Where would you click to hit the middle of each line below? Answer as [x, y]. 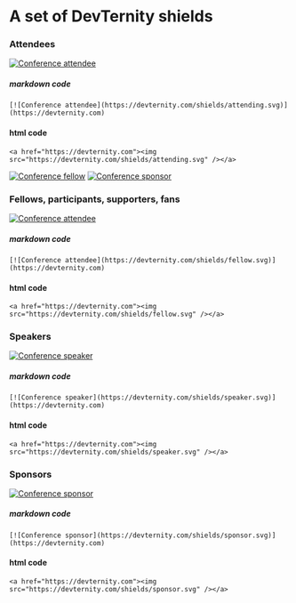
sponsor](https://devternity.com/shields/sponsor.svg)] [171, 535]
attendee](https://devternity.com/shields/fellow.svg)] [171, 260]
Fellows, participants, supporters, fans [95, 199]
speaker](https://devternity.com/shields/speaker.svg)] [171, 398]
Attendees [32, 44]
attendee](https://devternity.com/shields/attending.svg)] [177, 105]
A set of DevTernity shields [111, 16]
